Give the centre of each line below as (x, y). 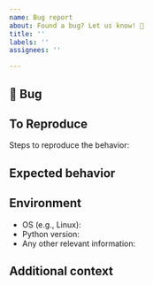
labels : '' (29, 42)
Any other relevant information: (78, 243)
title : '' (27, 34)
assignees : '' (35, 50)
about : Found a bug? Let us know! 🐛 (76, 26)
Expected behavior (62, 173)
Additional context (61, 271)
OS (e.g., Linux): (51, 224)
